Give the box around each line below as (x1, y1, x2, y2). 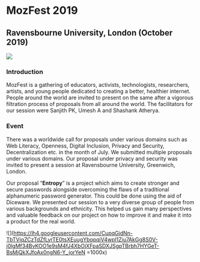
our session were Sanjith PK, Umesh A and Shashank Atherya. (6, 107, 160, 114)
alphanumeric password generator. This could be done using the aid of (6, 192, 182, 199)
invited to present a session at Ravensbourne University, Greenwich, (6, 161, 175, 169)
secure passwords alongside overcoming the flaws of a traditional (6, 186, 169, 193)
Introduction (6, 67, 43, 76)
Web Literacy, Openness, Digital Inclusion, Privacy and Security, (6, 142, 165, 149)
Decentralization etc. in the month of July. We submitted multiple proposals (6, 148, 192, 155)
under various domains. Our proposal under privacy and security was (6, 155, 178, 162)
